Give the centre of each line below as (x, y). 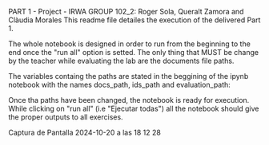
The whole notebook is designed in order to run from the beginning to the (129, 44)
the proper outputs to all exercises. (66, 117)
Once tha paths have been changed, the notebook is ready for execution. (129, 100)
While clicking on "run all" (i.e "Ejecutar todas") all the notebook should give (134, 108)
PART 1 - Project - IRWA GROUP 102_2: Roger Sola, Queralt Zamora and (126, 12)
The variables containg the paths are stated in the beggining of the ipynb (128, 76)
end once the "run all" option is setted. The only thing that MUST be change (133, 52)
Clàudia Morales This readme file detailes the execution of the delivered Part (134, 20)
